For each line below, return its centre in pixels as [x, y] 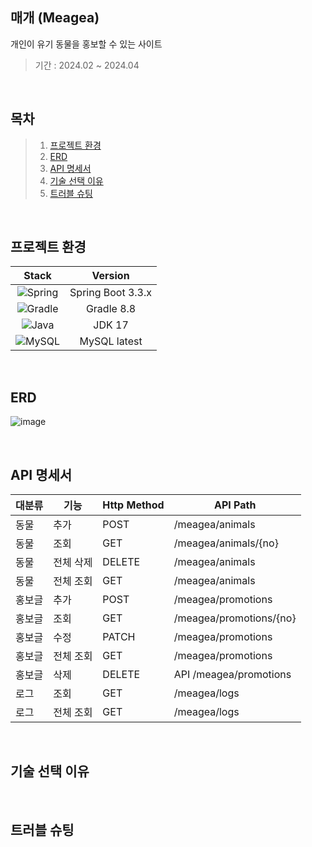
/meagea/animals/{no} [226, 543]
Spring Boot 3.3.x [111, 293]
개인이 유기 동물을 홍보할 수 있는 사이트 [86, 44]
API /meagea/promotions [232, 675]
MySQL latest [111, 341]
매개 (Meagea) [55, 18]
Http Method [133, 505]
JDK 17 [111, 325]
